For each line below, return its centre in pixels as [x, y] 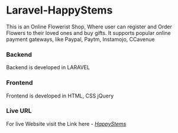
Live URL [19, 111]
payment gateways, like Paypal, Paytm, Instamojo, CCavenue [80, 39]
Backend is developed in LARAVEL [48, 67]
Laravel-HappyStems [59, 10]
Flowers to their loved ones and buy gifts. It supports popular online [88, 33]
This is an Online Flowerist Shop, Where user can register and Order [89, 27]
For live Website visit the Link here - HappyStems [66, 124]
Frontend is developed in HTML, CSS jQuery [60, 96]
